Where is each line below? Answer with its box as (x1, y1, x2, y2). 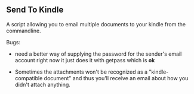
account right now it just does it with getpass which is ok (14, 56, 155, 63)
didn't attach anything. (14, 81, 70, 88)
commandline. (6, 27, 41, 34)
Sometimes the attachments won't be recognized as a (14, 68, 148, 75)
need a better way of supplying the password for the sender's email (14, 50, 182, 57)
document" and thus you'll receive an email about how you (44, 74, 189, 81)
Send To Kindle (6, 5, 64, 15)
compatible (14, 74, 43, 81)
